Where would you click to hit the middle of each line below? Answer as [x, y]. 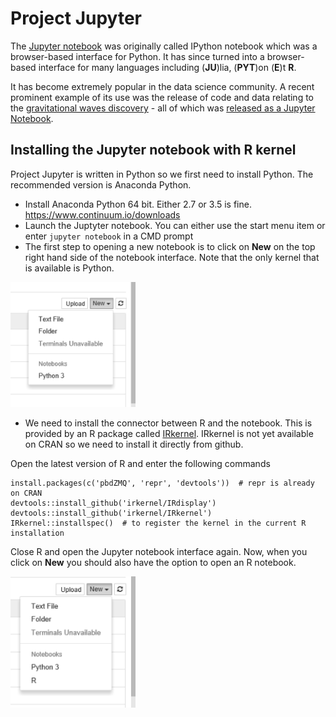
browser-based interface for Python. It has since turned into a [137, 56]
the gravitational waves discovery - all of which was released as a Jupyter [163, 108]
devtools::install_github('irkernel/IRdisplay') [113, 503]
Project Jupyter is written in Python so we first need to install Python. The [162, 174]
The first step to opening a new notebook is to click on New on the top [170, 246]
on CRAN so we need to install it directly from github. [134, 444]
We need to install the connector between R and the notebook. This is [168, 423]
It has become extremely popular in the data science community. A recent [162, 86]
